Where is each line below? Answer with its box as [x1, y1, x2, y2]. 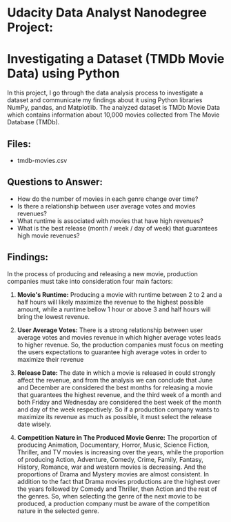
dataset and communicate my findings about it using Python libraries [7, 96, 203, 104]
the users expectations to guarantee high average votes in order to [17, 347, 207, 356]
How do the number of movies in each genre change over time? [17, 195, 199, 203]
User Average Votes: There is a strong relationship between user [17, 326, 203, 334]
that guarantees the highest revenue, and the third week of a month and [17, 390, 222, 398]
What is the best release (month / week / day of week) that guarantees [17, 224, 219, 232]
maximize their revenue [17, 355, 84, 363]
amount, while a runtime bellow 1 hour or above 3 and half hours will [17, 305, 211, 313]
